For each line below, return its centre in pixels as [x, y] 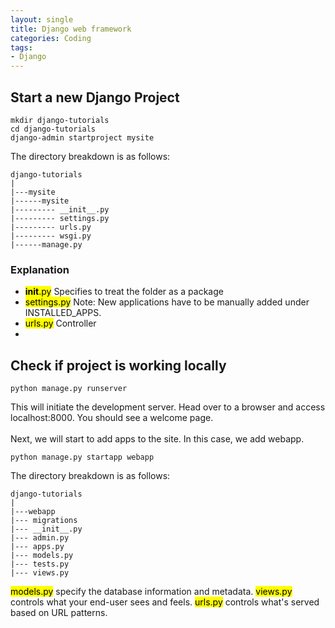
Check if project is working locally [118, 365]
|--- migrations [44, 521]
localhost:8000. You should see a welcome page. [112, 418]
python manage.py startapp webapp [82, 457]
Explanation [40, 269]
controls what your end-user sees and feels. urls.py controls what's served [165, 602]
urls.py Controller [60, 323]
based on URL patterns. [59, 613]
